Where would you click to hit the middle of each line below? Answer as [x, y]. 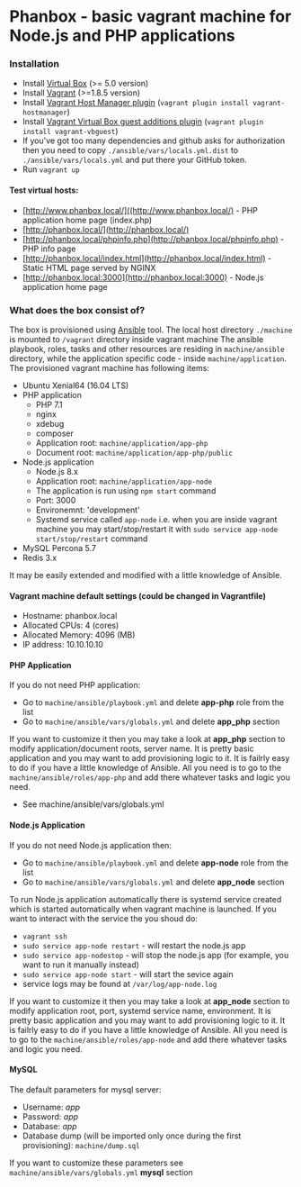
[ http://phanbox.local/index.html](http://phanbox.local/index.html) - [147, 258]
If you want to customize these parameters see [97, 1163]
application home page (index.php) [87, 220]
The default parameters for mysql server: [85, 1089]
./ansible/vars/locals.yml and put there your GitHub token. [134, 160]
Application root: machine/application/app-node [124, 481]
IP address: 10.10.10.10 [62, 645]
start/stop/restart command [92, 539]
